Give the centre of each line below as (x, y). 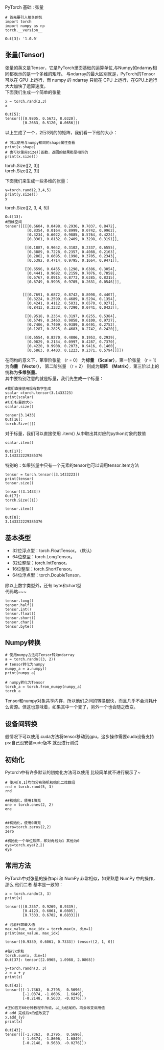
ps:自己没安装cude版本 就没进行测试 (42, 743)
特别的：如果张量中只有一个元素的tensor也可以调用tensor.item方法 (72, 465)
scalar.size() (20, 407)
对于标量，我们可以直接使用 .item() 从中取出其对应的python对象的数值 (76, 433)
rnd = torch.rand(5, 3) (29, 787)
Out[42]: (14, 985)
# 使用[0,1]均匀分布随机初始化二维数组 (40, 783)
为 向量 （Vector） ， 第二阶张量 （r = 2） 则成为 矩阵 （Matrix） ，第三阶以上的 (82, 366)
